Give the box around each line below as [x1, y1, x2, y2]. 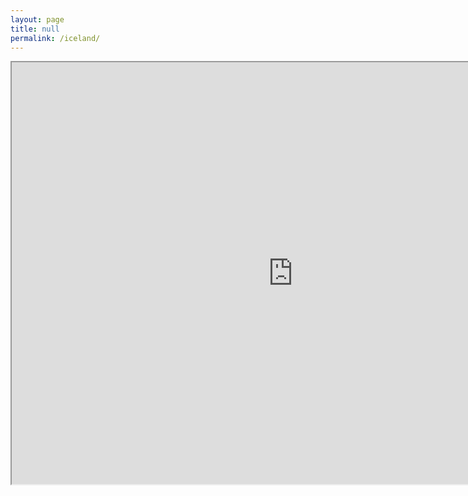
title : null [10, 24, 60, 34]
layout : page [10, 14, 65, 25]
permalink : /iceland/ [10, 33, 101, 43]
